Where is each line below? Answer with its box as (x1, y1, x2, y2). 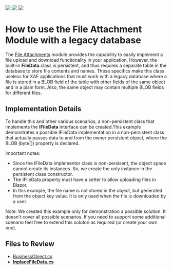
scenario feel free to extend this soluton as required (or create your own (5, 219, 158, 225)
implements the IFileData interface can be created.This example (5, 123, 141, 130)
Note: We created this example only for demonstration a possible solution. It (5, 208, 166, 214)
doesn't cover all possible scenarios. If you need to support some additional (5, 213, 166, 220)
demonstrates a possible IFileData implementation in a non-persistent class (5, 129, 165, 135)
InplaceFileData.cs (12, 259, 54, 265)
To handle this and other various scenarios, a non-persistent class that (5, 118, 155, 124)
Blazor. (12, 182, 28, 188)
